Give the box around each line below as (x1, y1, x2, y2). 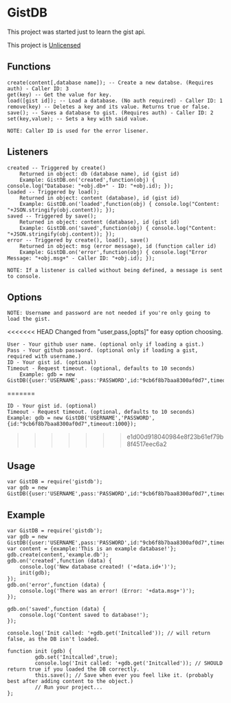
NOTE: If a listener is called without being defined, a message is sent (7, 266, 223, 273)
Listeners (7, 146, 49, 158)
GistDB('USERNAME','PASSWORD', (65, 415, 155, 421)
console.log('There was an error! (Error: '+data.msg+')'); (19, 587, 195, 594)
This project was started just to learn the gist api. (7, 28, 146, 36)
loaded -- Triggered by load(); (7, 188, 100, 196)
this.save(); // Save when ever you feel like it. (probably (34, 672, 214, 679)
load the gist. (7, 315, 51, 323)
